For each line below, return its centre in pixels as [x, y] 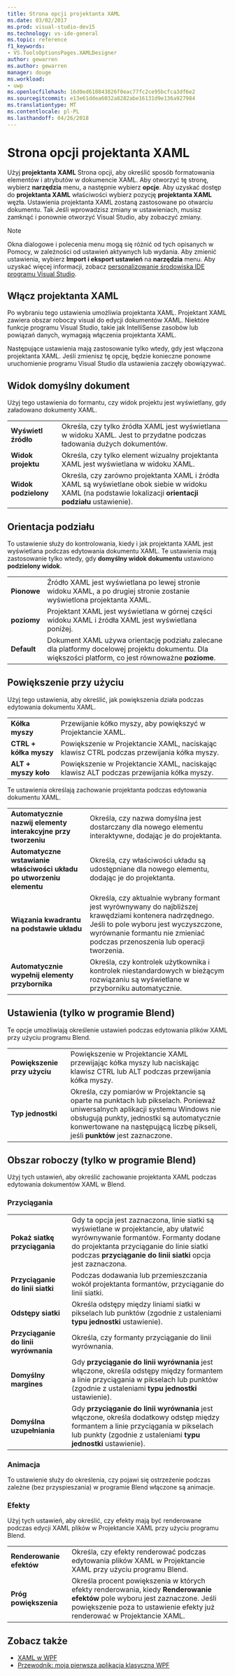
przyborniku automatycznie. [136, 988]
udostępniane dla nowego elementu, [150, 869]
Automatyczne [36, 851]
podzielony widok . [35, 566]
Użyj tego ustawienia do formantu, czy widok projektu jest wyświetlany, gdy [117, 403]
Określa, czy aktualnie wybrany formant [155, 898]
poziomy [26, 620]
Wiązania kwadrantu [46, 919]
